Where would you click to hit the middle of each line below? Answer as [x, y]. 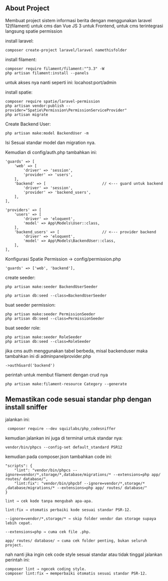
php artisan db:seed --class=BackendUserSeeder [56, 296]
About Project [27, 8]
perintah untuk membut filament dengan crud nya [57, 375]
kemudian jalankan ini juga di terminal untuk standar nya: [64, 438]
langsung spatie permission [34, 31]
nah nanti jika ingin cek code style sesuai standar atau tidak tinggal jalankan [84, 554]
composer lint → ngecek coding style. [46, 569]
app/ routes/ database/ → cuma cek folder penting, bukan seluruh [76, 541]
